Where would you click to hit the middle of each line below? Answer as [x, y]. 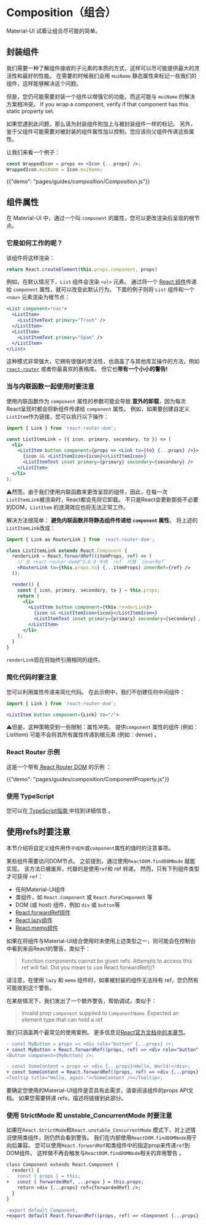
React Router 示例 [33, 752]
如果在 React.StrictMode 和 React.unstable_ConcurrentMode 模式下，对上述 [99, 1130]
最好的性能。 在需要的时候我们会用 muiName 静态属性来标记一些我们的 [109, 76]
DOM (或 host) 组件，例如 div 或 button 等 [68, 905]
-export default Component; [42, 1210]
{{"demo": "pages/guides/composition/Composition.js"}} [78, 181]
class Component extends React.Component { [63, 1165]
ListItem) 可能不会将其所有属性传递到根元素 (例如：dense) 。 [83, 735]
